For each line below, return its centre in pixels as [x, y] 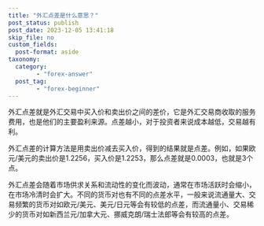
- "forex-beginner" [68, 89]
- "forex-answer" [64, 74]
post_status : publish [44, 23]
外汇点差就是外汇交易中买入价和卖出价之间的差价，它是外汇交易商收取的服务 [132, 112]
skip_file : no [31, 37]
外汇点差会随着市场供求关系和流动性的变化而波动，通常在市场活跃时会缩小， [132, 185]
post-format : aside [47, 52]
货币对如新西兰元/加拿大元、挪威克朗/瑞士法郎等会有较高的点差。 [128, 214]
